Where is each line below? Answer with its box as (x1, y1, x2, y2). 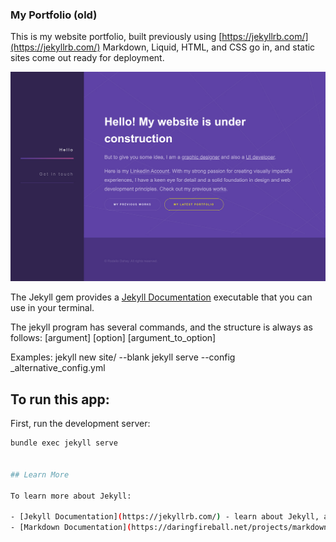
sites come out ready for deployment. (10, 52, 165, 64)
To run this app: (10, 391, 110, 408)
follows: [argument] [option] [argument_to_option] (10, 332, 217, 344)
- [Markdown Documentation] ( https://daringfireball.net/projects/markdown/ (10, 523, 333, 533)
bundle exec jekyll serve (10, 438, 118, 448)
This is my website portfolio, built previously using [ (10, 31, 223, 43)
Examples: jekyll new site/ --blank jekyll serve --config (10, 351, 236, 363)
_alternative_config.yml (10, 362, 106, 374)
